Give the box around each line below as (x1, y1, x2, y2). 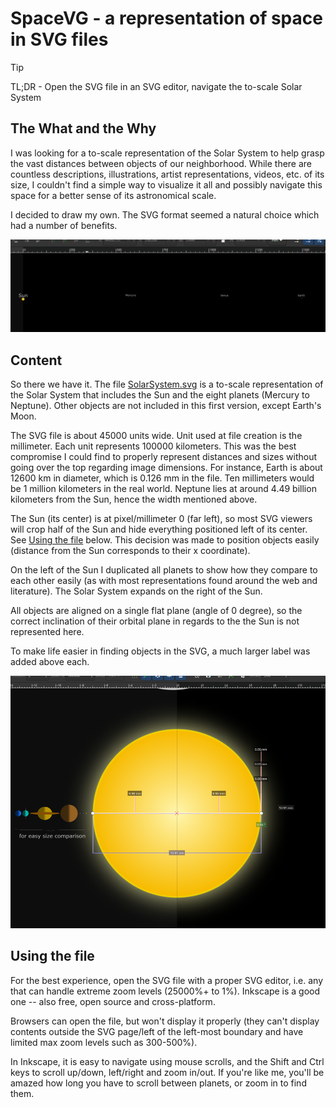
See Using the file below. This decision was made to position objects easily (10, 534, 320, 546)
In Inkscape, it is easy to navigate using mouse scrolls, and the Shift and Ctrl (10, 1055, 325, 1067)
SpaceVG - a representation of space (10, 7, 323, 30)
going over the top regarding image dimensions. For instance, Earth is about (10, 462, 323, 474)
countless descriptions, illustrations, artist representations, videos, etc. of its (10, 168, 325, 180)
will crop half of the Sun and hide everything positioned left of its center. (10, 523, 308, 536)
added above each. (10, 656, 90, 668)
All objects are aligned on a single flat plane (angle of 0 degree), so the (10, 605, 303, 617)
